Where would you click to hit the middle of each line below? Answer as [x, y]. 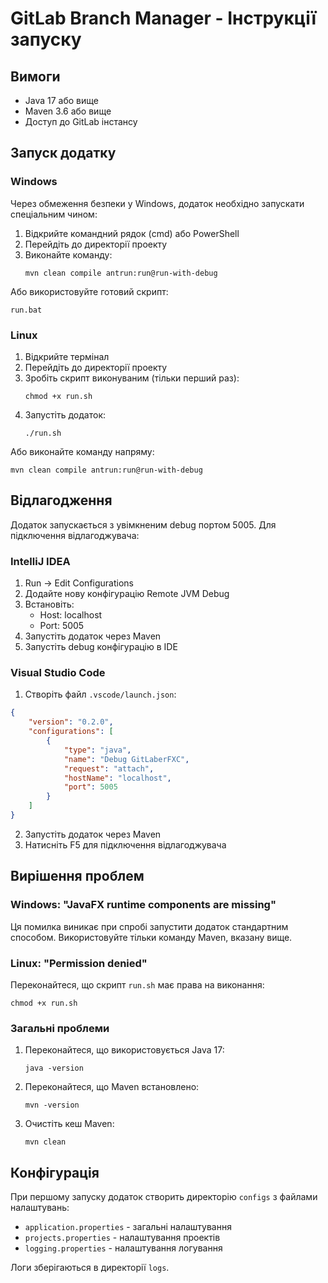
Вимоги [35, 76]
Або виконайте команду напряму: [82, 451]
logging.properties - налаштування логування [123, 1248]
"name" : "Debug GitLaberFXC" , [126, 759]
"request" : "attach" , [109, 768]
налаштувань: [40, 1207]
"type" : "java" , [97, 750]
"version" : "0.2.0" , [71, 722]
